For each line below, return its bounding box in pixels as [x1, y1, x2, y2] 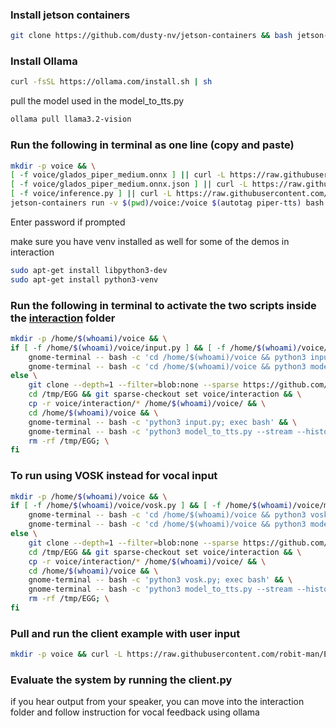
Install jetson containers [10, 8, 131, 22]
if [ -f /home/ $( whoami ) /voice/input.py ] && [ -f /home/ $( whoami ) [10, 343, 298, 353]
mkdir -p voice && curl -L [10, 649, 123, 660]
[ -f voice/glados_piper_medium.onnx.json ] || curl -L [10, 179, 248, 190]
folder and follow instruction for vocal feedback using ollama [10, 706, 260, 718]
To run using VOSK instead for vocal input [10, 469, 218, 483]
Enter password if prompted [10, 216, 126, 228]
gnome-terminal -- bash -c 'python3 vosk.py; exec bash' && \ [28, 575, 293, 585]
